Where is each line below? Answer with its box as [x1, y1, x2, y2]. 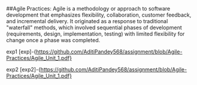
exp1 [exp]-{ [6, 48, 37, 55]
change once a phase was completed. [6, 37, 101, 43]
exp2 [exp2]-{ [6, 66, 41, 73]
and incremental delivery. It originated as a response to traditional [6, 18, 168, 24]
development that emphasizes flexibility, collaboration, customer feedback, [6, 11, 192, 18]
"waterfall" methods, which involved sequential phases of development [6, 24, 183, 31]
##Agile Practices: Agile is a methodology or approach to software [6, 5, 171, 12]
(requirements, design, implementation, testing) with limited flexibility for [6, 30, 185, 37]
